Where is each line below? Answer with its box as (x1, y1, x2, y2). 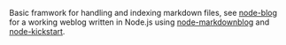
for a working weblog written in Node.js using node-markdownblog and (9, 17, 270, 27)
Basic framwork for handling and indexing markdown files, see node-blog (9, 8, 277, 18)
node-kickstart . (9, 26, 66, 36)
